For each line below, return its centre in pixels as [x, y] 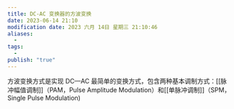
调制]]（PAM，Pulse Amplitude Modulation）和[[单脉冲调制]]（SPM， [128, 90]
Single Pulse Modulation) [44, 98]
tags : [15, 47]
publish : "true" [31, 60]
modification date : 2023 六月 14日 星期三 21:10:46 [83, 27]
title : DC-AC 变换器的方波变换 [50, 14]
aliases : [20, 34]
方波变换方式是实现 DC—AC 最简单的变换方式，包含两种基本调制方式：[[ [114, 81]
